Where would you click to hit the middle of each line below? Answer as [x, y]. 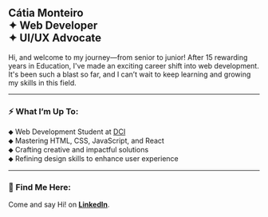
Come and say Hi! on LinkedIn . [59, 205]
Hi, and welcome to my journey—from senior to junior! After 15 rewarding [128, 57]
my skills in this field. [43, 82]
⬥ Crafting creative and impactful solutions [79, 150]
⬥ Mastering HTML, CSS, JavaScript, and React [87, 141]
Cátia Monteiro [46, 13]
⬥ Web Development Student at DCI [67, 132]
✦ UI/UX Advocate [55, 38]
